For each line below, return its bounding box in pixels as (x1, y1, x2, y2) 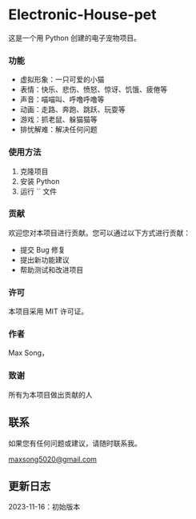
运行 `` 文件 (19, 186, 58, 196)
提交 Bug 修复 (19, 245, 66, 254)
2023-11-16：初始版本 (8, 502, 81, 512)
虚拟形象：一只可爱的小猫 (19, 74, 105, 85)
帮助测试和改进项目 (19, 265, 84, 274)
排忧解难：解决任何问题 (19, 125, 98, 134)
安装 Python (19, 176, 60, 186)
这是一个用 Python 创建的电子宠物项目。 (8, 33, 142, 42)
